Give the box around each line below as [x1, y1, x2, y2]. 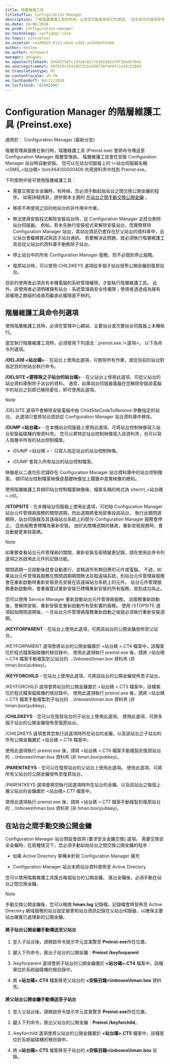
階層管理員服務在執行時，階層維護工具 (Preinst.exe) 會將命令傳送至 [5, 147, 145, 153]
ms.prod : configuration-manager [5, 26, 73, 31]
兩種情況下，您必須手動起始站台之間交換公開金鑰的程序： [31, 842, 152, 848]
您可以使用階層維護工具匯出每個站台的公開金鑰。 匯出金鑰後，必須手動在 [5, 875, 157, 881]
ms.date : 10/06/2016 [5, 21, 49, 27]
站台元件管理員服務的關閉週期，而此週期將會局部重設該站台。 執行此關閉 [5, 510, 157, 516]
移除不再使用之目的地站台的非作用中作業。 [12, 205, 102, 211]
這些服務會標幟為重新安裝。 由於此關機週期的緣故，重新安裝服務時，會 [15, 523, 163, 529]
